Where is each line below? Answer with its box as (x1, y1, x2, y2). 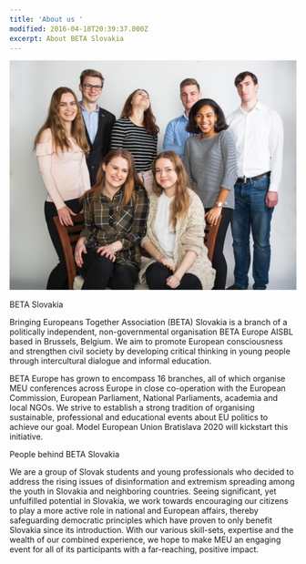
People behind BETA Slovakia (9, 449, 120, 460)
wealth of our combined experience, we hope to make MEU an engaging (9, 534, 281, 546)
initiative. (9, 431, 44, 442)
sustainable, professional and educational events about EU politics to (9, 412, 269, 423)
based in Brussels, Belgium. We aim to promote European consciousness (9, 336, 284, 347)
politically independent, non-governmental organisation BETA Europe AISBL (9, 326, 294, 337)
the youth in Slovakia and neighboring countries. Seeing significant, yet (9, 486, 277, 497)
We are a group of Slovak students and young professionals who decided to (9, 467, 294, 477)
